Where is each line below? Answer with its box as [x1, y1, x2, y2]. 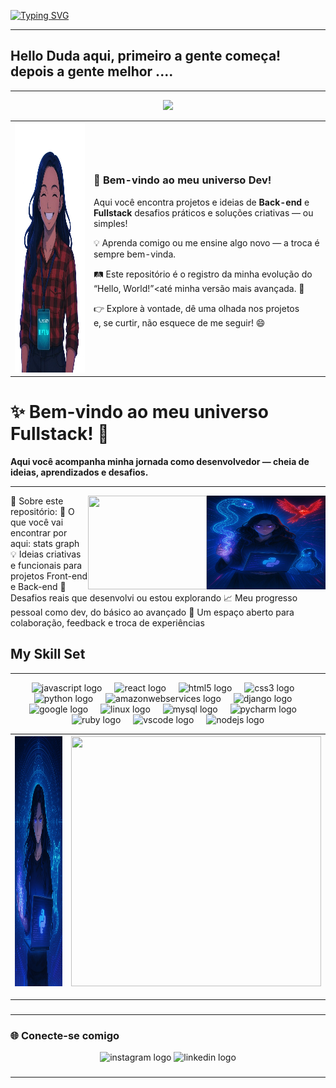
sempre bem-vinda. [93, 248, 177, 260]
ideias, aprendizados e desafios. [10, 466, 149, 478]
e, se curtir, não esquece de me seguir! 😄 [93, 316, 266, 329]
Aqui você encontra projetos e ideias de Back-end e [93, 196, 310, 208]
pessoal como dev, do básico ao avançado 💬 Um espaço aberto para [10, 606, 295, 618]
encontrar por [10, 527, 68, 539]
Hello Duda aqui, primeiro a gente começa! [10, 48, 282, 65]
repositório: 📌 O [10, 506, 75, 517]
